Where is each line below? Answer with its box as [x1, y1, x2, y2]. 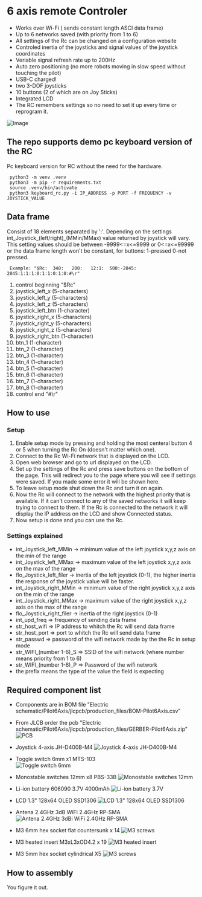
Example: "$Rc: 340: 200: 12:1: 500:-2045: [9, 265, 137, 271]
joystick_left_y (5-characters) [15, 294, 88, 301]
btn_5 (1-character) [15, 364, 63, 372]
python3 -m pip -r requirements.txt [9, 180, 102, 186]
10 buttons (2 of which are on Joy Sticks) [15, 88, 118, 96]
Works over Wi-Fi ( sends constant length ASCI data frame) [15, 24, 163, 31]
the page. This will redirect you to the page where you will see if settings [15, 471, 197, 479]
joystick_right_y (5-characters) [15, 319, 92, 327]
